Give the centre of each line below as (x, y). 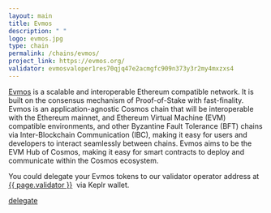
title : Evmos (30, 23)
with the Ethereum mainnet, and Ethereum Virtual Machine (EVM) (117, 117)
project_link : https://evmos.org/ (67, 62)
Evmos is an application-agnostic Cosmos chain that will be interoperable (131, 109)
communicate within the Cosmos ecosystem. (84, 160)
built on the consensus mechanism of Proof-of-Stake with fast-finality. (126, 100)
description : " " (38, 31)
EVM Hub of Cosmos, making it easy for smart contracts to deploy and (127, 151)
